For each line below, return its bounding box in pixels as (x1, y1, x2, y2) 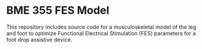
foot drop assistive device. (6, 36, 73, 43)
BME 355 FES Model (6, 4, 110, 17)
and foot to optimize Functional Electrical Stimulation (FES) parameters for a (6, 29, 196, 36)
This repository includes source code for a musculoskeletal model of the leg (6, 23, 197, 30)
